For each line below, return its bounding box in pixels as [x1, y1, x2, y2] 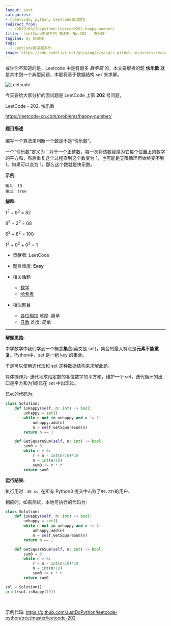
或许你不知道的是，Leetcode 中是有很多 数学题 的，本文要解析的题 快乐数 [5, 65, 159, 71]
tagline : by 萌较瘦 [5, 36, 44, 41]
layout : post [5, 7, 33, 13]
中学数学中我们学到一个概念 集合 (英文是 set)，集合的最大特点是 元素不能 [5, 346, 155, 352]
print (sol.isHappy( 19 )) [5, 589, 56, 594]
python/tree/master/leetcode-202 [5, 615, 76, 621]
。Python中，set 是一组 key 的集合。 [10, 352, 87, 358]
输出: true [5, 188, 27, 194]
